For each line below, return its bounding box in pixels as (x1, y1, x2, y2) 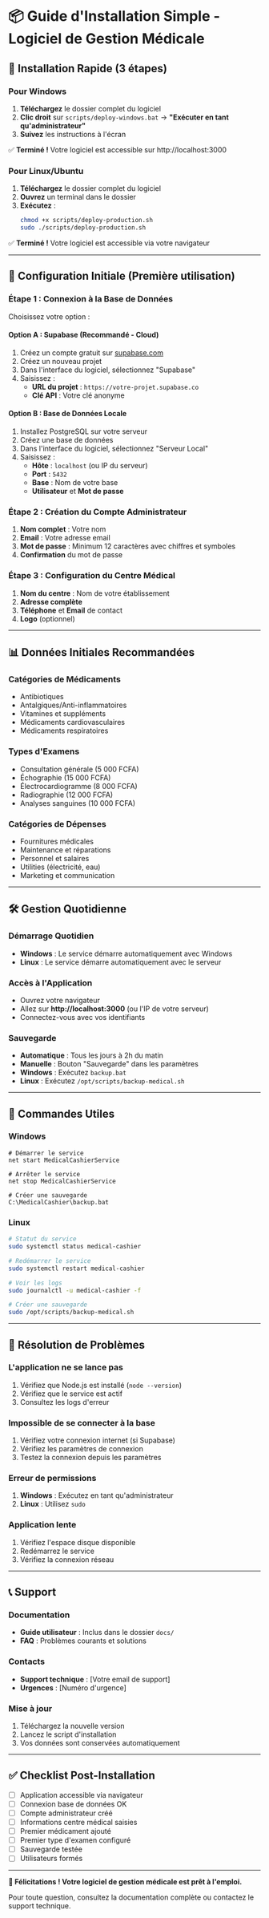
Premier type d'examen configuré (19, 1835, 131, 1845)
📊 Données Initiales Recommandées (8, 645, 195, 659)
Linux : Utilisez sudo (19, 1499, 86, 1509)
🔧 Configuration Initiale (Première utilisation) (8, 269, 235, 283)
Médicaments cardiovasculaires (19, 718, 126, 727)
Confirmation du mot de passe (19, 550, 122, 560)
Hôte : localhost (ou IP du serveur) (31, 461, 148, 471)
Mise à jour (8, 1702, 53, 1714)
